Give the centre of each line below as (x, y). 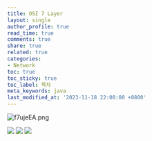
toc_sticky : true (32, 78)
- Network (21, 65)
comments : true (29, 40)
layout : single (29, 20)
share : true (24, 46)
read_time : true (30, 33)
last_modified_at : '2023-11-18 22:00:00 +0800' (77, 98)
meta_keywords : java (37, 91)
